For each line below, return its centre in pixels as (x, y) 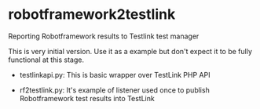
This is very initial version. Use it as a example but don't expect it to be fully (130, 51)
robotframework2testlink (92, 15)
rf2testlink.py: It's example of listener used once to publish (114, 90)
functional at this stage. (46, 60)
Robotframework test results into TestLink (87, 98)
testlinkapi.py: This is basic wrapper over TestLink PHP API (115, 74)
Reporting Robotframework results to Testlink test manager (104, 36)
